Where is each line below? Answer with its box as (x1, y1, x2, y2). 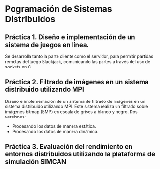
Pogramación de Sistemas (5, 3, 112, 15)
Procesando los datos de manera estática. (12, 123, 96, 129)
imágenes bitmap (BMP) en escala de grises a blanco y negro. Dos (5, 108, 138, 115)
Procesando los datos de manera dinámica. (12, 128, 99, 134)
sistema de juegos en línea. (5, 40, 89, 49)
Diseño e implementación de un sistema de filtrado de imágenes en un (5, 98, 145, 104)
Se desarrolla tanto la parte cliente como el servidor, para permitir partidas (5, 53, 154, 59)
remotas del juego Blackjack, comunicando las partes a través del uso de (5, 59, 151, 64)
